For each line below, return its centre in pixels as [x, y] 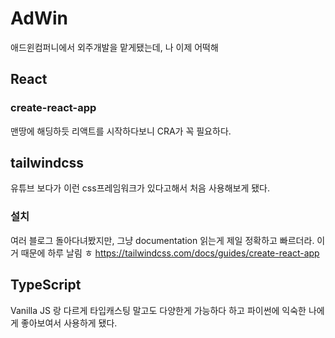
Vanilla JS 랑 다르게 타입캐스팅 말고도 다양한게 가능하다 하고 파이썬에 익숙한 [158, 310]
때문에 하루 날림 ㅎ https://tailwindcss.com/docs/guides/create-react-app [170, 253]
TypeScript [46, 285]
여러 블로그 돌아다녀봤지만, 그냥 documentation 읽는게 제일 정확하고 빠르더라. [162, 240]
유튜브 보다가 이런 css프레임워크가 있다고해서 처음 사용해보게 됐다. [140, 188]
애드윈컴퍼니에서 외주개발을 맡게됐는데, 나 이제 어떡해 [114, 47]
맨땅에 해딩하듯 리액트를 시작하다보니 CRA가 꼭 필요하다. [121, 131]
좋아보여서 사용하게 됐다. [69, 323]
